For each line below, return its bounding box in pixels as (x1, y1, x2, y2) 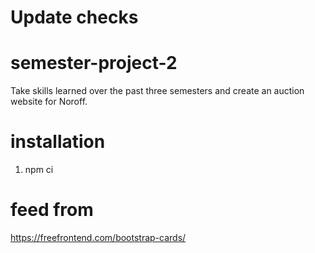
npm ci (24, 164, 54, 176)
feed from (10, 199, 94, 221)
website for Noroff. (10, 96, 88, 108)
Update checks (10, 6, 139, 29)
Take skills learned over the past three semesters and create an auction (10, 85, 305, 97)
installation (10, 131, 106, 153)
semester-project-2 (10, 52, 178, 75)
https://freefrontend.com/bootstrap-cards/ (10, 232, 187, 243)
